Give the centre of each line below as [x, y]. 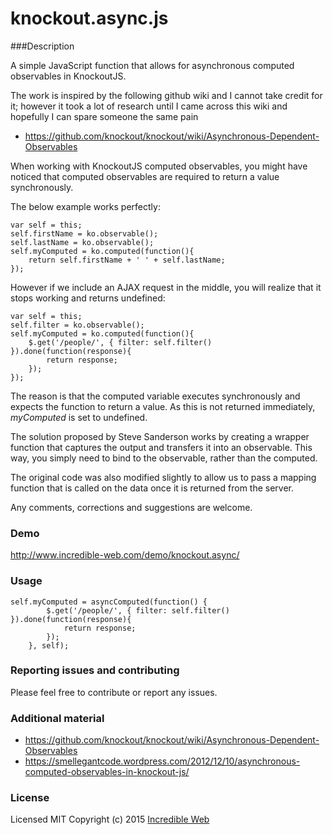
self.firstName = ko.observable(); [84, 233]
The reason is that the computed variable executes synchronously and [155, 396]
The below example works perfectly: [85, 206]
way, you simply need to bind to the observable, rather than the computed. [164, 458]
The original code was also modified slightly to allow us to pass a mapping [163, 477]
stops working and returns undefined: [88, 298]
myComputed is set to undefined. [79, 417]
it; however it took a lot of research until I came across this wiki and [149, 106]
